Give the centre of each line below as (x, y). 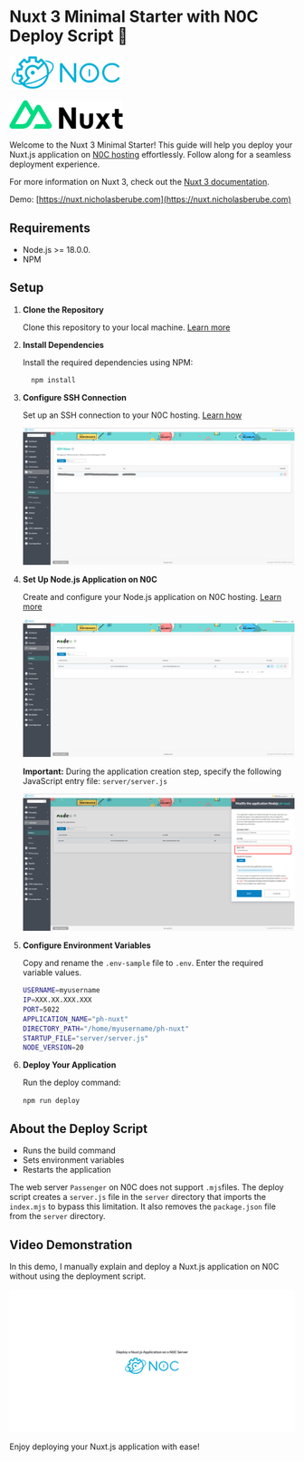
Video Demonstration (71, 1245)
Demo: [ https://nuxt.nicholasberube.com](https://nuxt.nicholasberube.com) (150, 199)
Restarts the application (66, 1170)
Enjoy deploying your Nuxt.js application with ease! (105, 1446)
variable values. (52, 972)
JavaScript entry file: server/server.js (95, 780)
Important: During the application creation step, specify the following (152, 771)
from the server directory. (57, 1216)
